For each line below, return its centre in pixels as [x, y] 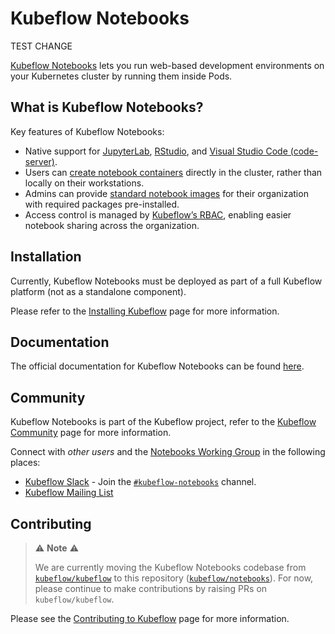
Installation [46, 257]
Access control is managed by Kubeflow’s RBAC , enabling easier [158, 214]
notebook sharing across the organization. [112, 225]
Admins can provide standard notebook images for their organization [166, 193]
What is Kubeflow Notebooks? [107, 107]
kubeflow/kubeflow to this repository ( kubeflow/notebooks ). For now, [174, 578]
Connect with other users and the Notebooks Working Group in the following [168, 452]
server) [39, 161]
